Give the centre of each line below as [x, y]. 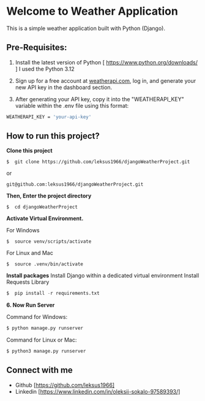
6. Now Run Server [31, 305]
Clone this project [30, 151]
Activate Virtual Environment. [45, 218]
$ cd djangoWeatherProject [42, 207]
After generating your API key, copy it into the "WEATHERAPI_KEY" [100, 99]
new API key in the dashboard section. [64, 87]
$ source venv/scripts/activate [49, 242]
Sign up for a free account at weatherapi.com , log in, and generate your [106, 80]
